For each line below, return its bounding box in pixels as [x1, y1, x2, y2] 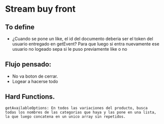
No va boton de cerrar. [12, 73, 58, 79]
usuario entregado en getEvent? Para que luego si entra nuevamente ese [12, 41, 160, 47]
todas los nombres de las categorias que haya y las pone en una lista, [5, 110, 157, 115]
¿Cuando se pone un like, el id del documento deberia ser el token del [12, 36, 153, 41]
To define [5, 23, 35, 31]
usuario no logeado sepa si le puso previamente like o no [12, 46, 127, 52]
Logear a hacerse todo [12, 78, 58, 84]
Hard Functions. [5, 93, 55, 101]
